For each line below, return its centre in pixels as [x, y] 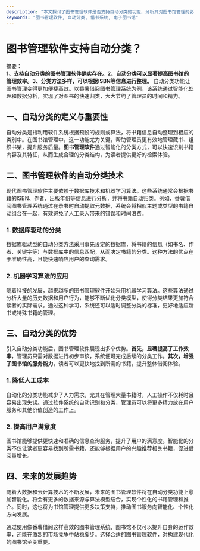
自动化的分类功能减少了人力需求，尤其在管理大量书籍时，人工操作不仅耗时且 [100, 395]
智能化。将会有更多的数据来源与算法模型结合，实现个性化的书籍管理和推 [100, 499]
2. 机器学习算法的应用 [37, 276]
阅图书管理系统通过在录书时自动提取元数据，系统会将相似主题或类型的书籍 [97, 206]
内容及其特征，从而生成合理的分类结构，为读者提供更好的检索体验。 [90, 155]
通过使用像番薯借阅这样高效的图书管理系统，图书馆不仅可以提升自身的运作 [97, 527]
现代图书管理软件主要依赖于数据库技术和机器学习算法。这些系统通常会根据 [97, 191]
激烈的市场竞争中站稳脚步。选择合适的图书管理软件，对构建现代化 [113, 534]
